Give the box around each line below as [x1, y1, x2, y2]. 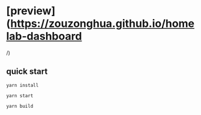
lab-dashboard [6, 30, 82, 43]
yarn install [6, 82, 39, 88]
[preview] [6, 4, 56, 18]
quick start [6, 67, 48, 77]
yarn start [6, 92, 34, 99]
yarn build [6, 103, 34, 109]
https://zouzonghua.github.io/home [10, 17, 195, 30]
